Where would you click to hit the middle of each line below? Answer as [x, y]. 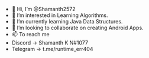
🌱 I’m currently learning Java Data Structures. [67, 21]
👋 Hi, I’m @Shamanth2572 [43, 9]
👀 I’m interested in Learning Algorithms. [60, 15]
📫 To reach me [30, 34]
